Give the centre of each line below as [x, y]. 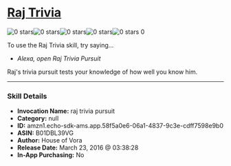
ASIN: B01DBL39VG [45, 133]
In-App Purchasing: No [51, 155]
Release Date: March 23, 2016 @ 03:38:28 [78, 148]
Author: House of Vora [49, 141]
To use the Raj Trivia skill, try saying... [60, 45]
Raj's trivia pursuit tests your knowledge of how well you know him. [102, 72]
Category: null [38, 118]
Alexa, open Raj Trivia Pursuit [59, 58]
